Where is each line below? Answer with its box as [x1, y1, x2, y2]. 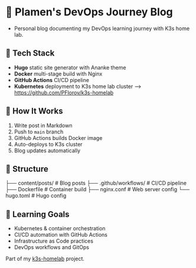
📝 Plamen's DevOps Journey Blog [5, 5, 174, 19]
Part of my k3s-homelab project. [5, 255, 85, 262]
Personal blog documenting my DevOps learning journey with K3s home [14, 25, 190, 32]
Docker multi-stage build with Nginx [14, 70, 103, 77]
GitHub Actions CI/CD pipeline [14, 76, 90, 83]
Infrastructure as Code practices [14, 237, 94, 244]
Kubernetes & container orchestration [14, 225, 106, 232]
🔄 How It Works [5, 106, 63, 116]
